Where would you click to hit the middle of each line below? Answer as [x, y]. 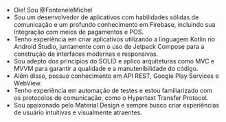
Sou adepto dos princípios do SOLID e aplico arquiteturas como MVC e [114, 61]
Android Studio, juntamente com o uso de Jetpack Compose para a [109, 47]
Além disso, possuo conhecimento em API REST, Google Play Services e [116, 76]
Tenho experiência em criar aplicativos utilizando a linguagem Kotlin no [114, 39]
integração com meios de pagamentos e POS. [79, 32]
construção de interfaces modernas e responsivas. [86, 54]
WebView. [28, 83]
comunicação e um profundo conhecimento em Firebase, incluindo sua [114, 24]
